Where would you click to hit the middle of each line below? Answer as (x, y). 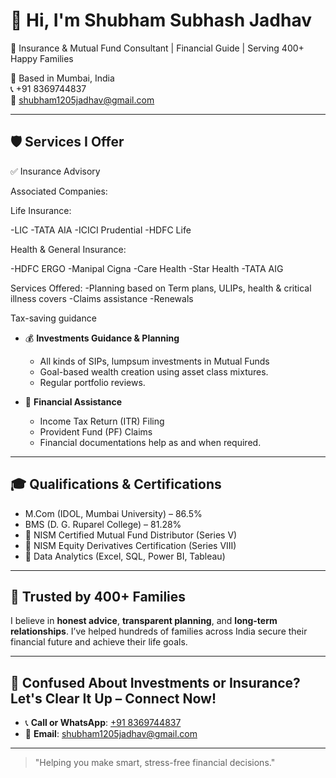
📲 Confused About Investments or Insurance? (155, 682)
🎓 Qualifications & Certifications (116, 484)
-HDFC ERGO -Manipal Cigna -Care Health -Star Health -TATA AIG (147, 268)
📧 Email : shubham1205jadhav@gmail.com (111, 734)
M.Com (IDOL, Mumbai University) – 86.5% (113, 513)
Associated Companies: (59, 191)
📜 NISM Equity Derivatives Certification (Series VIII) (130, 545)
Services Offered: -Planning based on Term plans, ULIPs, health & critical (161, 288)
